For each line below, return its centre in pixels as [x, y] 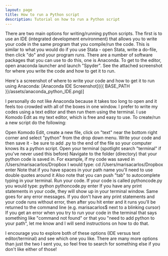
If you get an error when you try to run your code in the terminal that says [81, 213]
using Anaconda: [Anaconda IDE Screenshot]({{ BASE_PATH [68, 86]
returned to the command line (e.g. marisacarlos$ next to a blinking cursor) [83, 208]
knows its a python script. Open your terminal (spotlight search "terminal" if [83, 149]
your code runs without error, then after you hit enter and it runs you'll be [80, 202]
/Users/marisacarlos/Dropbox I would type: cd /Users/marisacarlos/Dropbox [84, 165]
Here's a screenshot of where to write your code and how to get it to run [80, 81]
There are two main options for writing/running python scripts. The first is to [84, 34]
